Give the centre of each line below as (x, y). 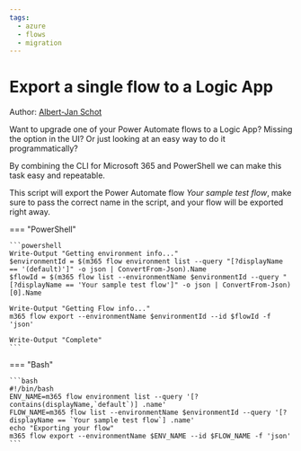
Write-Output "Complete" (56, 340)
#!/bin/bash (31, 389)
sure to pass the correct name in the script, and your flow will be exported (146, 202)
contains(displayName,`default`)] (74, 405)
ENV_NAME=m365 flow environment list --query (96, 397)
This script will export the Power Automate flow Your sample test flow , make (150, 193)
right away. (30, 212)
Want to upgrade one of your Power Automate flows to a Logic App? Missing (151, 129)
